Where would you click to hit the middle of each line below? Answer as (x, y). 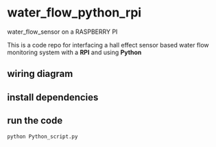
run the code (35, 121)
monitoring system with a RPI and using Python (74, 52)
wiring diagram (40, 74)
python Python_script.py (43, 136)
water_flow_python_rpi (74, 13)
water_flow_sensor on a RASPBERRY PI (62, 32)
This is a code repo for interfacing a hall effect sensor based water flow (108, 45)
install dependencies (53, 97)
